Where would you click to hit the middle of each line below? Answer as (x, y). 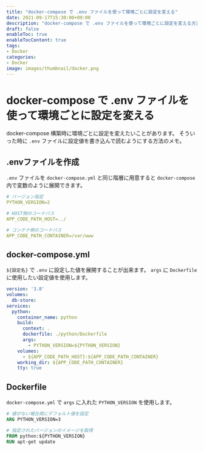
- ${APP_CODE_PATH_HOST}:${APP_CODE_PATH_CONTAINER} (90, 357)
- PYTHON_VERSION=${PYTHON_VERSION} (74, 345)
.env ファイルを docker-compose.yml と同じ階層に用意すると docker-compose (101, 178)
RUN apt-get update (31, 442)
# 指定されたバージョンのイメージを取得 (49, 430)
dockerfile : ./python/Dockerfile (65, 334)
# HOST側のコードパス (30, 213)
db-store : (24, 300)
